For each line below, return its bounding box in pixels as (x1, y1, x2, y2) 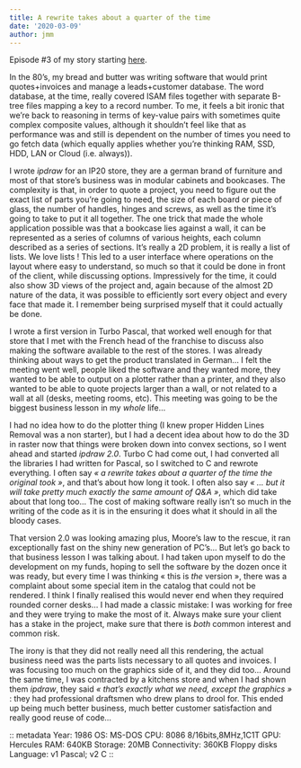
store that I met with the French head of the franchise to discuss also (9, 336, 264, 347)
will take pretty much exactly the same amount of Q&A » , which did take (9, 487, 278, 498)
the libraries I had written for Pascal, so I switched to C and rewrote (9, 458, 259, 469)
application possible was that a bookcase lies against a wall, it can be (9, 223, 267, 234)
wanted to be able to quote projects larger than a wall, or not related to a (9, 384, 277, 394)
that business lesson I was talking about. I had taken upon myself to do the (9, 552, 286, 562)
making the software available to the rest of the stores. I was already (9, 345, 263, 356)
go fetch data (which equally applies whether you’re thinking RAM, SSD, (9, 138, 276, 149)
